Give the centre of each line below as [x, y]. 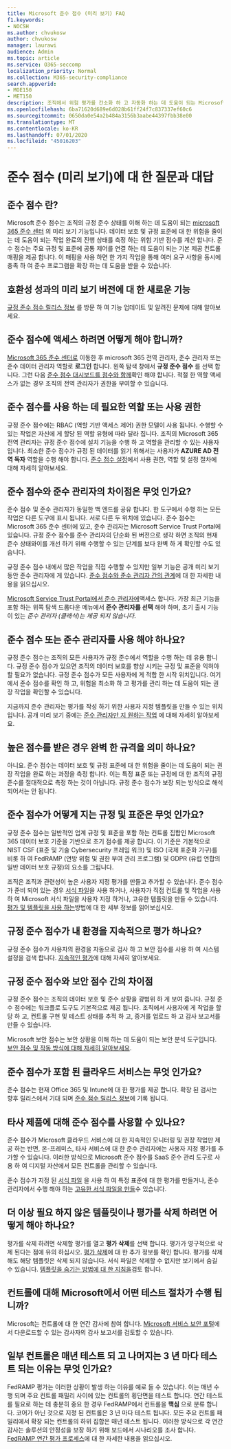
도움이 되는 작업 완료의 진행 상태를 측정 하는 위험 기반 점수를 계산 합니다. [119, 240]
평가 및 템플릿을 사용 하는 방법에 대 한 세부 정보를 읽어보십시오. [90, 907]
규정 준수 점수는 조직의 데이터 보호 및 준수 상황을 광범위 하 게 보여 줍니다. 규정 [111, 999]
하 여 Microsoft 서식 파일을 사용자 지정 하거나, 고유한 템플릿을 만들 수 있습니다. [113, 898]
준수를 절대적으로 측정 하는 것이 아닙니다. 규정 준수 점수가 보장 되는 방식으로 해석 [115, 782]
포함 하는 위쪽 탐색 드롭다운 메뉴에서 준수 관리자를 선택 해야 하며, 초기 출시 [107, 607]
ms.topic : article [33, 58]
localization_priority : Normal [52, 71]
